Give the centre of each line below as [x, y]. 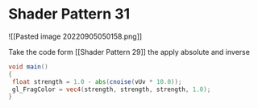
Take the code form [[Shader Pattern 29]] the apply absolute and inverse [129, 52]
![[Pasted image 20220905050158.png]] [75, 36]
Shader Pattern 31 [69, 14]
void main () [28, 66]
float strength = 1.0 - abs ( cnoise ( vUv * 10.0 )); [97, 81]
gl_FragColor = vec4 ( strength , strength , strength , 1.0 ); [111, 89]
